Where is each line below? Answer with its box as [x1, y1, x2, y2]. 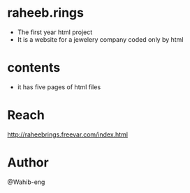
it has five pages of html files [17, 82, 101, 91]
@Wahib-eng [7, 178, 45, 186]
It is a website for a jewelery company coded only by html [17, 35, 184, 43]
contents [7, 60, 61, 76]
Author [7, 155, 49, 170]
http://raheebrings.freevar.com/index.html [7, 130, 128, 139]
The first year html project [17, 28, 93, 36]
